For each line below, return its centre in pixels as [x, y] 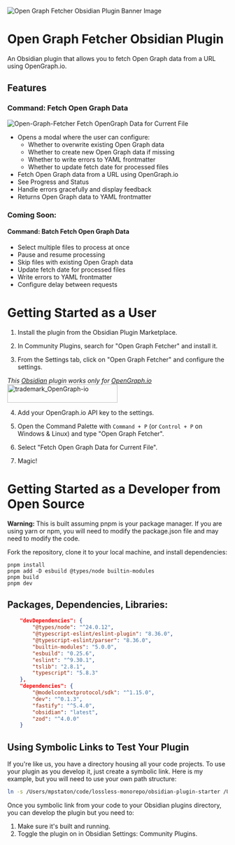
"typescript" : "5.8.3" [65, 673]
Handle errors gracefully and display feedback [84, 189]
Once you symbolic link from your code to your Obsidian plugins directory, [114, 805]
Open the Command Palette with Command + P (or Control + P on [110, 426]
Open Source [46, 504]
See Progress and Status [53, 182]
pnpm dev [20, 583]
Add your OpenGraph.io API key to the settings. [86, 412]
